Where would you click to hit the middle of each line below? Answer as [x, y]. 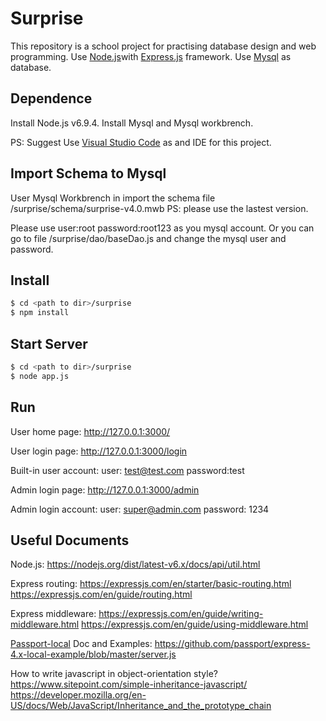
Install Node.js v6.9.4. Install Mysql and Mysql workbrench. [132, 123]
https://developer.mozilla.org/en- [78, 695]
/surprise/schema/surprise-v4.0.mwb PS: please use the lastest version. [159, 208]
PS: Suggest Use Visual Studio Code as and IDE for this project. [141, 142]
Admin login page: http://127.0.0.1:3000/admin [105, 489]
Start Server [49, 343]
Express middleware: [53, 614]
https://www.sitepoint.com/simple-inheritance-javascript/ [129, 684]
